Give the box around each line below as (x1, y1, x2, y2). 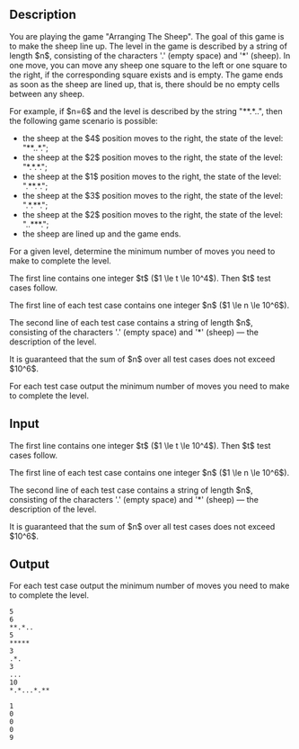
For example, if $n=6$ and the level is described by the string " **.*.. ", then (9, 105, 283, 116)
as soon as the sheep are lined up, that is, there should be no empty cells (9, 78, 280, 89)
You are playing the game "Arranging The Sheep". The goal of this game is (9, 31, 285, 41)
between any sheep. (9, 88, 85, 99)
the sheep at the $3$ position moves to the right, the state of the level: (22, 190, 284, 201)
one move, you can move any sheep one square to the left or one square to (9, 59, 287, 70)
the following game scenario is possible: (9, 115, 159, 126)
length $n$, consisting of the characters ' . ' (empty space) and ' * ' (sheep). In (9, 49, 291, 61)
